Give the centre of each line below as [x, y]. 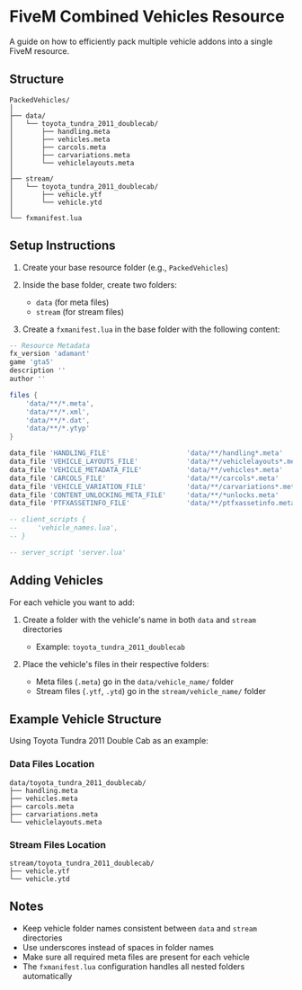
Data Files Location [52, 764]
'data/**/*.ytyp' [58, 429]
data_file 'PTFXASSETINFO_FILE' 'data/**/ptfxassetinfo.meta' [154, 504]
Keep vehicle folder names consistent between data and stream [140, 928]
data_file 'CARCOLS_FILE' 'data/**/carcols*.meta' [144, 478]
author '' [28, 379]
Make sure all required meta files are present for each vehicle [136, 957]
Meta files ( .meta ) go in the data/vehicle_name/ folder [135, 682]
